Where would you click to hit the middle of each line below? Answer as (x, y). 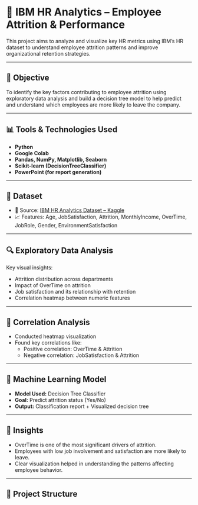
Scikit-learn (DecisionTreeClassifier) (60, 166)
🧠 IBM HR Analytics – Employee (84, 12)
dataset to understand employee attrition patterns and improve (82, 47)
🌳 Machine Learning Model (56, 379)
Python (24, 147)
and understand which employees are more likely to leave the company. (93, 104)
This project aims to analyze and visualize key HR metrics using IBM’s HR (95, 41)
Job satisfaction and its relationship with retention (75, 292)
